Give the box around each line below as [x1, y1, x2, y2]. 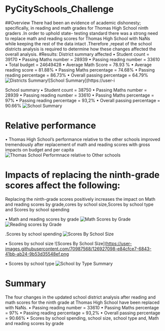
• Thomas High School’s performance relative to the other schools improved [5, 136, 161, 142]
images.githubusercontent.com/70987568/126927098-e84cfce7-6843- [5, 246, 152, 252]
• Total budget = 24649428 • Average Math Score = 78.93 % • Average [5, 62, 152, 68]
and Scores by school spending [5, 206, 70, 213]
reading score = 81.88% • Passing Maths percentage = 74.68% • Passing [5, 67, 155, 73]
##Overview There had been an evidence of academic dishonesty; [5, 20, 141, 26]
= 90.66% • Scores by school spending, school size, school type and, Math [5, 315, 159, 321]
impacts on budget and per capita [5, 147, 74, 152]
